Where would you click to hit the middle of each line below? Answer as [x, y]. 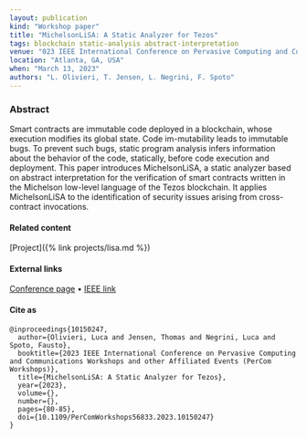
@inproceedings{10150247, [58, 329]
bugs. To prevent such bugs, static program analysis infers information [143, 149]
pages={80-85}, [47, 409]
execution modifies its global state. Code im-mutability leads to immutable [149, 139]
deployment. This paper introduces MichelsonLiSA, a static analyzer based [150, 168]
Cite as [23, 310]
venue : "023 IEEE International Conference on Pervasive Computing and [148, 52]
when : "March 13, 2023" [55, 69]
